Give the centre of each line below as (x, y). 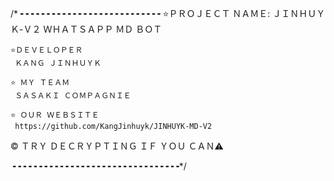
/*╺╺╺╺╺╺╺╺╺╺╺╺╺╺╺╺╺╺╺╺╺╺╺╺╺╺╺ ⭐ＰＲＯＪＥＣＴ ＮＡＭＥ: (140, 13)
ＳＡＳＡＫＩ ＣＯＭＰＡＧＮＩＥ (73, 96)
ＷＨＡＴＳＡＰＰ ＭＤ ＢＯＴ (103, 29)
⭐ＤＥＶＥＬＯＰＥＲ (46, 50)
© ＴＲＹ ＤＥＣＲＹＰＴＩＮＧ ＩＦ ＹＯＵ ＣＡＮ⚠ (117, 146)
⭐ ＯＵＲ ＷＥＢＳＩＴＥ (55, 115)
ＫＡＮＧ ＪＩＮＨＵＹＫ (58, 63)
